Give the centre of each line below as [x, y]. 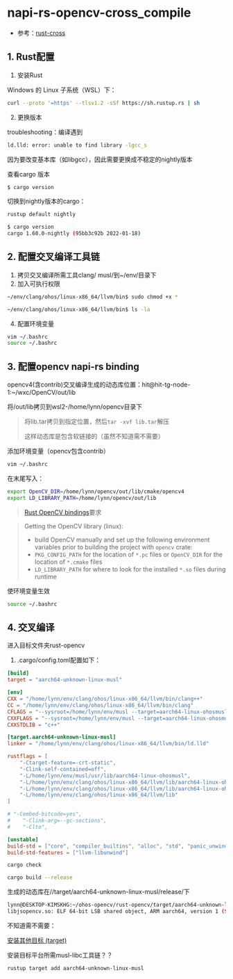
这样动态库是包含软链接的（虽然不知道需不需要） [94, 437]
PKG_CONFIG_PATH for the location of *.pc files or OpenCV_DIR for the [129, 554]
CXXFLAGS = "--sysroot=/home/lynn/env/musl [71, 718]
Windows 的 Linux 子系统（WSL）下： [62, 90]
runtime [45, 576]
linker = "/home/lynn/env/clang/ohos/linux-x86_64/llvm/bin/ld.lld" [108, 744]
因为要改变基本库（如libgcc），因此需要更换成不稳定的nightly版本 [100, 159]
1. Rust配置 [31, 57]
